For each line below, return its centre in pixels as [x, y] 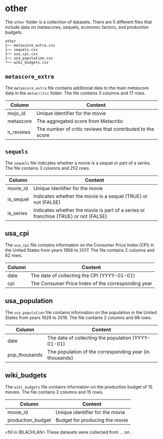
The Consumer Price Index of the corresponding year [91, 283]
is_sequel [18, 199]
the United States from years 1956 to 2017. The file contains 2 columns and [80, 250]
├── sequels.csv [21, 50]
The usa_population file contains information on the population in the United [81, 313]
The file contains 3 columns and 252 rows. [48, 168]
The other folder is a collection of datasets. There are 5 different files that [79, 22]
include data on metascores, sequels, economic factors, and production [77, 27]
